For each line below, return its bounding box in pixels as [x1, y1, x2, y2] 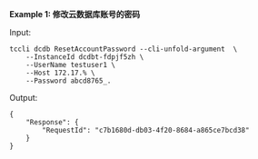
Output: [9, 93, 38, 103]
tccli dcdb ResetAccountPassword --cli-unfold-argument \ [9, 45, 238, 54]
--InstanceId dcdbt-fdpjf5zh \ [25, 53, 144, 62]
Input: [9, 27, 32, 37]
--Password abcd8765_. [25, 76, 112, 85]
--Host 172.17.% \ [25, 68, 95, 77]
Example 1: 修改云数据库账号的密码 [9, 9, 141, 19]
